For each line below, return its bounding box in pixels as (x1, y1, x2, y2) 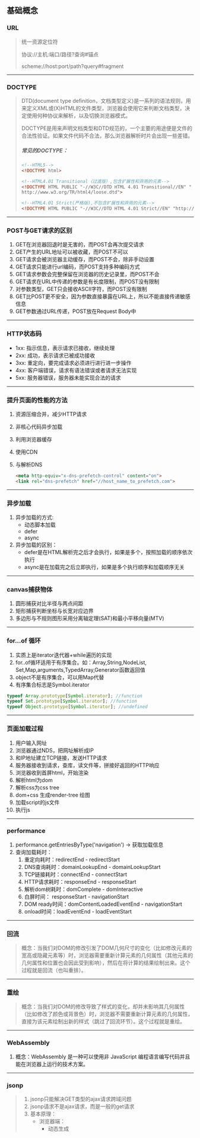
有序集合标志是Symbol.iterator (15, 681, 90, 688)
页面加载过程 (7, 725, 44, 733)
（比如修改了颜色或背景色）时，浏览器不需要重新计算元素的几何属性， (21, 1010, 193, 1017)
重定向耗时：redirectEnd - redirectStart (24, 856, 120, 863)
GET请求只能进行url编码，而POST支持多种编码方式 (15, 263, 140, 270)
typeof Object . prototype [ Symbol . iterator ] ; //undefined (7, 704, 148, 710)
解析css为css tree (15, 783, 60, 791)
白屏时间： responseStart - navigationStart (24, 893, 129, 900)
